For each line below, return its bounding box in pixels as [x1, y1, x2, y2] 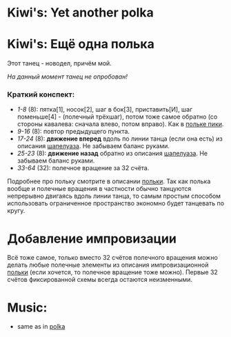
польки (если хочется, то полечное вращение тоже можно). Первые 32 [7, 268, 219, 276]
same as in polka [17, 323, 66, 331]
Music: [7, 300, 48, 315]
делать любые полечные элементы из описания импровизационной [7, 261, 209, 269]
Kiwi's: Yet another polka [7, 5, 154, 21]
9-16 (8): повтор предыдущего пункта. [17, 127, 130, 136]
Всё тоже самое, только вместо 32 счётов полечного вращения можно [7, 254, 219, 262]
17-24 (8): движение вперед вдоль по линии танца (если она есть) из [17, 134, 223, 143]
